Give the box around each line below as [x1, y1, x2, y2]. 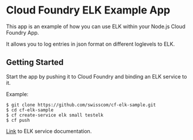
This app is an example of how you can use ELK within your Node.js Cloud [6, 23, 186, 30]
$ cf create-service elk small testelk [6, 112, 104, 118]
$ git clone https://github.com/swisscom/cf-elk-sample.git [6, 102, 157, 108]
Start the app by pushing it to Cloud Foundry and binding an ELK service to [6, 73, 187, 80]
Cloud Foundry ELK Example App [6, 4, 171, 17]
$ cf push [6, 117, 31, 123]
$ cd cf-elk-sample [6, 107, 54, 113]
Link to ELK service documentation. [6, 127, 92, 135]
